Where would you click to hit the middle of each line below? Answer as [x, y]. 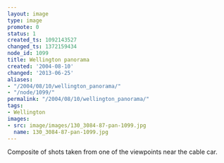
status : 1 [22, 34]
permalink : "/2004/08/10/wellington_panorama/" [79, 99]
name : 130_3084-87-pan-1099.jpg [61, 132]
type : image [25, 20]
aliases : [20, 79]
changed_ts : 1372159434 [42, 47]
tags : [15, 106]
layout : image [28, 14]
